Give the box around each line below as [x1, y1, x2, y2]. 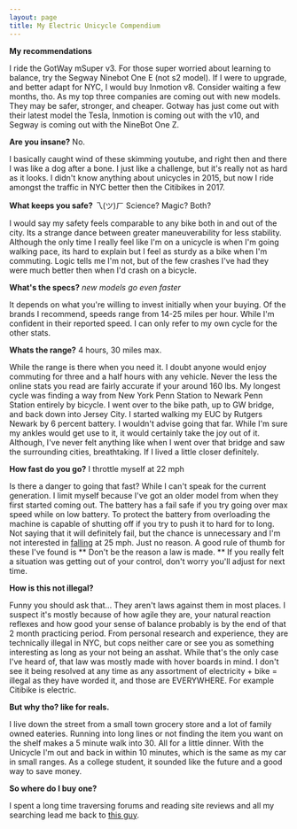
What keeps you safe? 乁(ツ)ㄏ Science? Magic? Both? [9, 200, 211, 211]
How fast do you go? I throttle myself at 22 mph [9, 463, 184, 474]
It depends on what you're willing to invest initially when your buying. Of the [9, 298, 286, 310]
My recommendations [9, 45, 93, 56]
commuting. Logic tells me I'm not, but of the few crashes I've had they [9, 255, 269, 266]
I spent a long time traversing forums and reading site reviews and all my [9, 800, 275, 810]
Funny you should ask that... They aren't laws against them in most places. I [9, 600, 286, 610]
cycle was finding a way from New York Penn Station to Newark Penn [9, 390, 263, 400]
